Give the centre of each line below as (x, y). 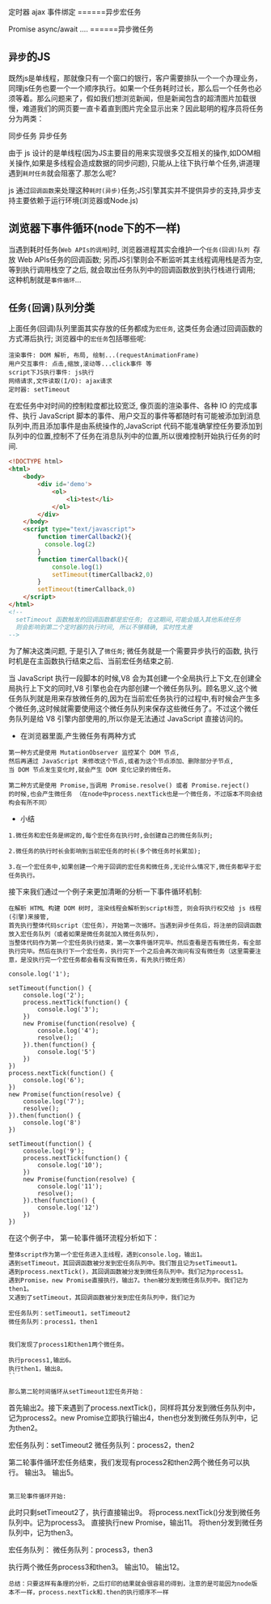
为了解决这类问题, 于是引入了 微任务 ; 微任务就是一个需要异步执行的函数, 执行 (133, 651)
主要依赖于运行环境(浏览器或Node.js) (77, 200)
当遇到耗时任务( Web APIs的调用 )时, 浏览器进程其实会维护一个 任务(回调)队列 (129, 249)
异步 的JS (30, 57)
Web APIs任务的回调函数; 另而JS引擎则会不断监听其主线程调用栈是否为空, (140, 259)
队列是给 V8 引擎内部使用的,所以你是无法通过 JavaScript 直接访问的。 (131, 719)
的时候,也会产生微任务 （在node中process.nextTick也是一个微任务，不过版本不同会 (133, 794)
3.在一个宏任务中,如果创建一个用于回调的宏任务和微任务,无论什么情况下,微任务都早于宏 (135, 867)
